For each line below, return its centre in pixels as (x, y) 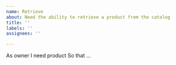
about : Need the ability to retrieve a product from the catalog (88, 17)
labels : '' (19, 28)
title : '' (18, 22)
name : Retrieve (25, 12)
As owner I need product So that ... (49, 56)
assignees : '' (24, 34)
